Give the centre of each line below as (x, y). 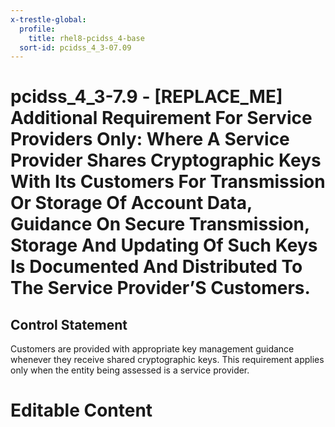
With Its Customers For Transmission (168, 182)
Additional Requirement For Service (161, 118)
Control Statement (69, 324)
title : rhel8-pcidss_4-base (86, 38)
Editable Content (81, 410)
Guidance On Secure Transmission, (160, 224)
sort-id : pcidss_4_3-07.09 (75, 47)
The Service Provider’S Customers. (160, 288)
